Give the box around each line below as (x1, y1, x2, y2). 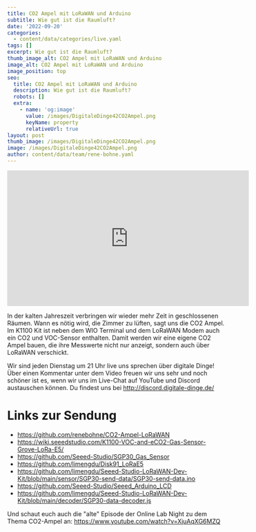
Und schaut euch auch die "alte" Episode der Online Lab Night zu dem (7, 509, 207, 518)
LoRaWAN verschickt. (7, 348, 69, 356)
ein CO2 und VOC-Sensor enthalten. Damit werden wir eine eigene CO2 (7, 334, 212, 342)
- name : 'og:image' (19, 106, 76, 113)
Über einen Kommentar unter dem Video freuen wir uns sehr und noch (7, 369, 208, 377)
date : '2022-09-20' (7, 23, 63, 30)
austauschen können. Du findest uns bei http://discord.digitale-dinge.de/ (7, 383, 215, 391)
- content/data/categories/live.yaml (13, 36, 122, 43)
